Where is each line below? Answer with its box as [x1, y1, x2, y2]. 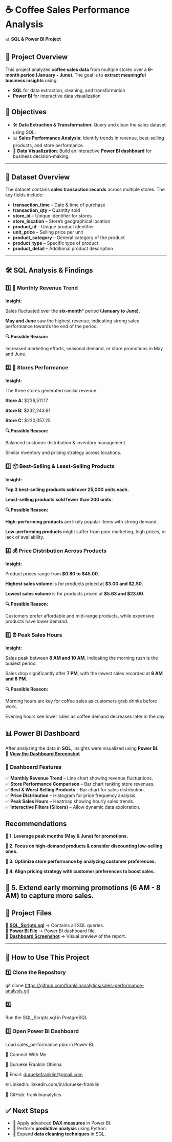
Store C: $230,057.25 [5, 418, 51, 424]
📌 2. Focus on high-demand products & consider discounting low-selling [5, 843, 163, 849]
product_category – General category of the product [12, 234, 125, 241]
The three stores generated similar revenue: [5, 388, 98, 394]
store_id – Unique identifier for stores [12, 213, 92, 219]
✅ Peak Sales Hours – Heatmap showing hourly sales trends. [5, 798, 135, 805]
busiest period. [5, 660, 37, 666]
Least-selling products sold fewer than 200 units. [5, 496, 113, 502]
